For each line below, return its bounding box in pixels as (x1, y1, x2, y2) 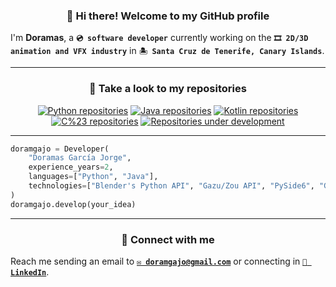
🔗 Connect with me (121, 232, 215, 246)
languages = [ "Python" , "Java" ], (28, 172, 159, 182)
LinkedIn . (10, 266, 50, 278)
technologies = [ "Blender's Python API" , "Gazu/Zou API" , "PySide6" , (28, 181, 315, 191)
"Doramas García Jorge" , (28, 153, 132, 163)
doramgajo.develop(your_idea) (10, 199, 137, 209)
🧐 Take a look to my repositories (89, 82, 247, 96)
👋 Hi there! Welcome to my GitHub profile (66, 9, 270, 23)
